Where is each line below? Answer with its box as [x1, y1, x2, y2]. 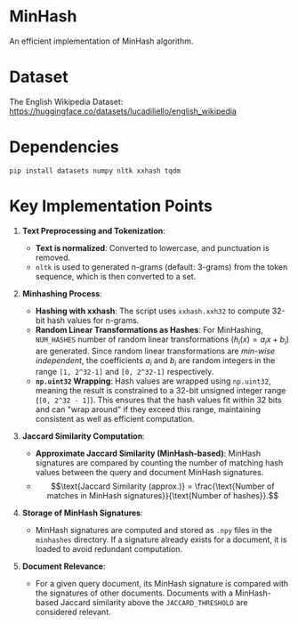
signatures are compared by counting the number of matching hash [35, 458, 284, 468]
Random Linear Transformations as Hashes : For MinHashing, [35, 324, 264, 335]
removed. [35, 252, 71, 263]
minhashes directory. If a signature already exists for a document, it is [35, 534, 287, 545]
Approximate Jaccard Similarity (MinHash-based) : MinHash [35, 448, 261, 459]
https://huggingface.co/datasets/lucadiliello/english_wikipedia [9, 105, 238, 117]
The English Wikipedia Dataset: [9, 96, 124, 107]
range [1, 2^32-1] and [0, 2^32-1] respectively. [35, 367, 214, 377]
